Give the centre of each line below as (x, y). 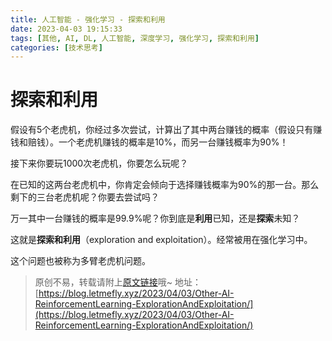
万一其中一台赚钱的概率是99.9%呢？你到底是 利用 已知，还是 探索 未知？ (155, 218)
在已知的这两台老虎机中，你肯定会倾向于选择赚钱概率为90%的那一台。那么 (165, 185)
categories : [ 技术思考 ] (56, 47)
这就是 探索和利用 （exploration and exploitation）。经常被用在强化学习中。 (161, 240)
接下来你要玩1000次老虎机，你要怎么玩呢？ (99, 163)
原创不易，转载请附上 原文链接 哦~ (103, 282)
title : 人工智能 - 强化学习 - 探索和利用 (88, 19)
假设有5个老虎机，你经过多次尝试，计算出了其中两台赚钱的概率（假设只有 (162, 130)
